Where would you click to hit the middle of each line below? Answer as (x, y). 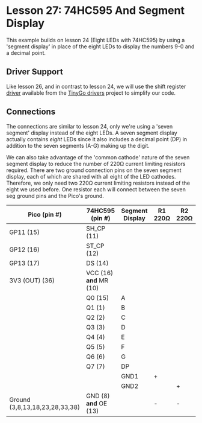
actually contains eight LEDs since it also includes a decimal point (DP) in (97, 139)
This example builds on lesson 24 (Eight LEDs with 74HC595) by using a (96, 40)
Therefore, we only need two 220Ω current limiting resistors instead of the (98, 183)
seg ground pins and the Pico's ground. (55, 196)
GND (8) (98, 396)
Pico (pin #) (45, 214)
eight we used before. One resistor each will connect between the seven (96, 189)
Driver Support (35, 72)
